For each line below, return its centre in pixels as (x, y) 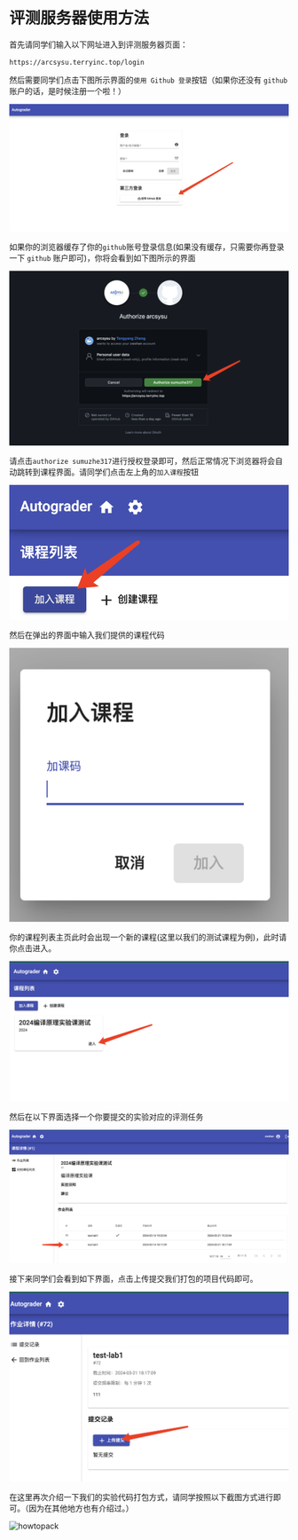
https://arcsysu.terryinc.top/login (77, 62)
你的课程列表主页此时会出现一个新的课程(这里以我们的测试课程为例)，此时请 (148, 938)
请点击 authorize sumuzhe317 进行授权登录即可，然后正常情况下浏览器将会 (142, 461)
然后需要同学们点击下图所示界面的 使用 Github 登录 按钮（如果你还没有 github (149, 80)
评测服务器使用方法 (79, 18)
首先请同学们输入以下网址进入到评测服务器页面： (98, 44)
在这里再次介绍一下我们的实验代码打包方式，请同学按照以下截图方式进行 (141, 1497)
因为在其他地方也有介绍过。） (81, 1508)
